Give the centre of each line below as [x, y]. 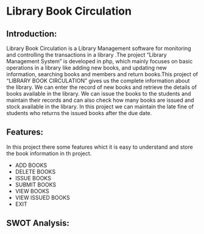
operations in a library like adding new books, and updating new [87, 68]
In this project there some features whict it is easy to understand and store [100, 147]
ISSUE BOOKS [33, 178]
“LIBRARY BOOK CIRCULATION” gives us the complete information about [98, 81]
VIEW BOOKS [32, 191]
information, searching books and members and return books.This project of [102, 74]
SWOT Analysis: [38, 223]
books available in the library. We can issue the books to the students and [99, 94]
